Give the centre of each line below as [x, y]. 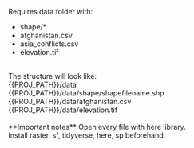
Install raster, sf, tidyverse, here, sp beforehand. [87, 135]
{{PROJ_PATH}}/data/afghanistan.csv [70, 101]
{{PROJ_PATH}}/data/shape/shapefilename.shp [87, 93]
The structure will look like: [53, 76]
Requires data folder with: [51, 12]
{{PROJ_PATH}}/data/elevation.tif [63, 110]
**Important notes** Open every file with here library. [97, 127]
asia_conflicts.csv [49, 44]
